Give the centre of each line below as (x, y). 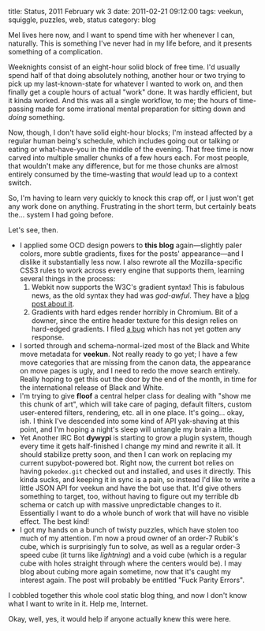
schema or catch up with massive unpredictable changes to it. (121, 505)
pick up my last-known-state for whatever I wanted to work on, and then (126, 84)
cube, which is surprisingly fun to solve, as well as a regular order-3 (130, 546)
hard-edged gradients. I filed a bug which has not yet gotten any (136, 329)
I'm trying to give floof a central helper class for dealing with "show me (135, 396)
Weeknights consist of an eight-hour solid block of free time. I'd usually (124, 67)
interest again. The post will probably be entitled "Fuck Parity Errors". (132, 580)
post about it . (53, 304)
